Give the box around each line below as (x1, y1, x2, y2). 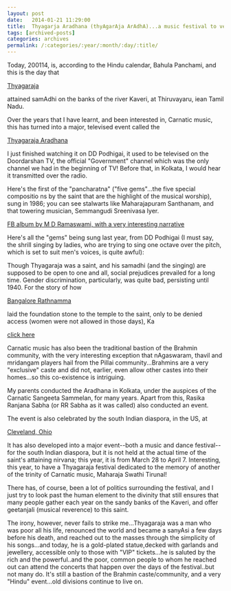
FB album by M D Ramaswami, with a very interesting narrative (7, 220, 185, 228)
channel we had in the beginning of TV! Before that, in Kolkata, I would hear (7, 164, 221, 172)
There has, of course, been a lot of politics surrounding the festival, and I (7, 484, 214, 492)
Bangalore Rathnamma (7, 297, 71, 305)
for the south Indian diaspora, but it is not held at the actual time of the (7, 449, 207, 456)
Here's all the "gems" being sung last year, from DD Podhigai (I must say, (7, 233, 214, 241)
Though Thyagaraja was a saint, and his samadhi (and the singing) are (7, 261, 206, 269)
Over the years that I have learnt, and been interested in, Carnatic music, (7, 116, 213, 124)
